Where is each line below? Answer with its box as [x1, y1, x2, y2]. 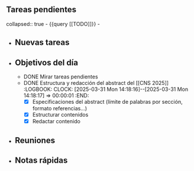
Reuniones [14, 135, 55, 145]
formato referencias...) [32, 105, 88, 112]
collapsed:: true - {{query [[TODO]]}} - [6, 20, 101, 27]
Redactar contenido [32, 118, 81, 125]
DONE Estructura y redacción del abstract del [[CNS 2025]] [23, 80, 169, 87]
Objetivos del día [14, 57, 79, 67]
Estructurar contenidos [32, 111, 89, 119]
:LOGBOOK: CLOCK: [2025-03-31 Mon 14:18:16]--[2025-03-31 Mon [23, 85, 188, 93]
